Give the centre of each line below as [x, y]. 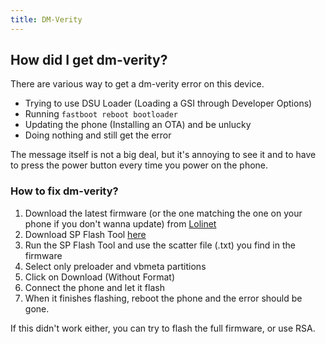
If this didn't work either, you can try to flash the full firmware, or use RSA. [163, 328]
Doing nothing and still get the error [98, 135]
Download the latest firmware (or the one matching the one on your [163, 213]
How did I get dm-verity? [89, 60]
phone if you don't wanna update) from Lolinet [120, 223]
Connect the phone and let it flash [94, 287]
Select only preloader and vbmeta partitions [115, 266]
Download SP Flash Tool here [85, 234]
